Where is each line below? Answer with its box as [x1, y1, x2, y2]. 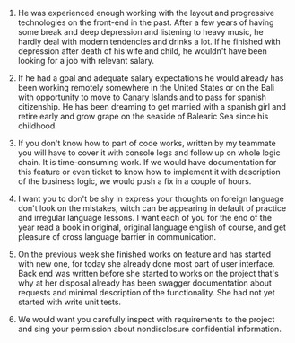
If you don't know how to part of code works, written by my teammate [17, 138, 276, 148]
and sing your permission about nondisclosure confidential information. [17, 323, 282, 334]
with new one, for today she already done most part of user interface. [17, 259, 275, 268]
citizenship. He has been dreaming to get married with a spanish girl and [17, 101, 287, 111]
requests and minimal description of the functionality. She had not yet [17, 287, 275, 297]
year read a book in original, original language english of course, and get [17, 222, 287, 233]
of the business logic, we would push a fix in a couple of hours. [17, 176, 252, 187]
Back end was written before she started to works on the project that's [17, 268, 280, 278]
